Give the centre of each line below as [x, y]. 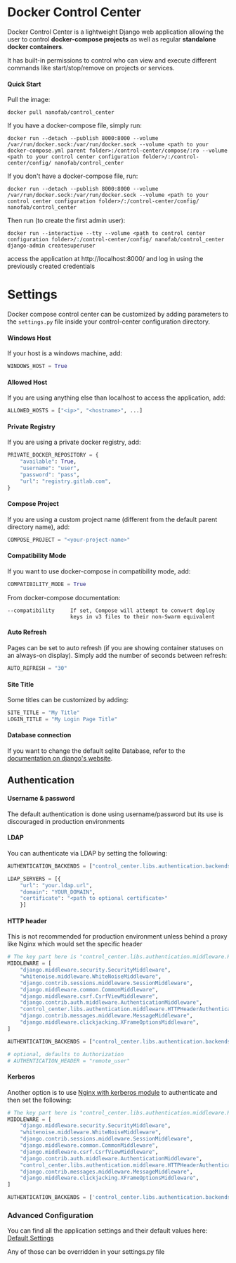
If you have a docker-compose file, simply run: [75, 126]
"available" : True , [48, 462]
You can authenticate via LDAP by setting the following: [87, 853]
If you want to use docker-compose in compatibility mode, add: [99, 571]
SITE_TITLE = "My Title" [44, 713]
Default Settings [31, 1238]
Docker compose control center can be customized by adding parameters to [118, 315]
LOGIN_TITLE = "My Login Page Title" [63, 719]
